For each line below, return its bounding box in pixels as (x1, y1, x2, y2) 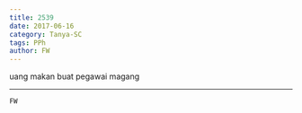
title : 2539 (9, 13, 54, 22)
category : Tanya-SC (9, 30, 83, 39)
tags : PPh (9, 38, 47, 48)
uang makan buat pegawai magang (9, 71, 140, 82)
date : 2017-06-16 (9, 22, 75, 30)
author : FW (9, 47, 50, 56)
